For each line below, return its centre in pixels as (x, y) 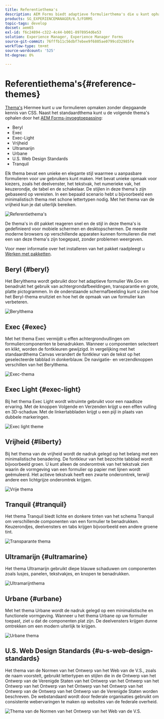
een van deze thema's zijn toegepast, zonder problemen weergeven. (74, 239)
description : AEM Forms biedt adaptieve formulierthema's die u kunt (77, 14)
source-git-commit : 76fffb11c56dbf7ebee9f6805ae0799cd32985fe (70, 42)
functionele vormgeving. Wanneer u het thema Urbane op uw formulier (76, 616)
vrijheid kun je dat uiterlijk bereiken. (41, 205)
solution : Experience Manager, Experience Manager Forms (64, 37)
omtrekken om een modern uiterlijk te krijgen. (51, 626)
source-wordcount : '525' (30, 50)
